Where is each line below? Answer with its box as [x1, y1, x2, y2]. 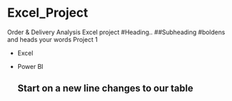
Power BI [17, 62, 44, 70]
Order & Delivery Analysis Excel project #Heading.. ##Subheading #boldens [7, 28, 225, 36]
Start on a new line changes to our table [17, 82, 194, 95]
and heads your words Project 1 [7, 35, 98, 43]
